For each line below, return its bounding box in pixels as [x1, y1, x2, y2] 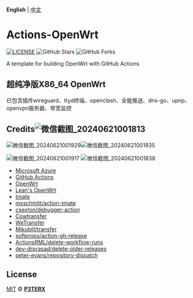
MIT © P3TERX [6, 285, 46, 293]
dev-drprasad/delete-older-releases [15, 245, 107, 252]
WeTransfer [15, 219, 45, 226]
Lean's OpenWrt [15, 186, 57, 194]
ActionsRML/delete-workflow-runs [15, 239, 104, 246]
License [6, 269, 37, 280]
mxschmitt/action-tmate [15, 199, 77, 207]
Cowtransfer [15, 212, 47, 220]
